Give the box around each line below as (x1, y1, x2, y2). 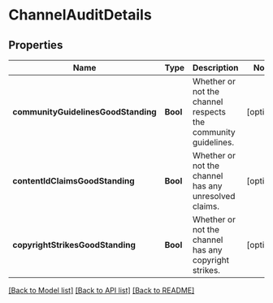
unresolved (192, 191, 236, 201)
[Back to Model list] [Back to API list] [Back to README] (8, 286, 195, 295)
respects (192, 106, 226, 117)
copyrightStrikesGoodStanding (12, 240, 136, 250)
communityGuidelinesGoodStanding (12, 106, 157, 117)
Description (192, 63, 239, 73)
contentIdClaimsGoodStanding (12, 175, 136, 186)
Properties (8, 38, 63, 52)
